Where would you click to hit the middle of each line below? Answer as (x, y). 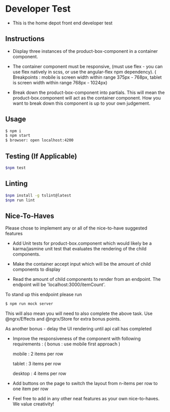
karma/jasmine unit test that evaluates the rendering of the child (79, 249)
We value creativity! (33, 404)
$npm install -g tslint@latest (38, 195)
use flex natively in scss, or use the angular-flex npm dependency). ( (84, 72)
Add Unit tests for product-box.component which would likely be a (82, 243)
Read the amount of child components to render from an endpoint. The (87, 279)
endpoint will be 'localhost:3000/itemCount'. (59, 284)
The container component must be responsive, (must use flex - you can (88, 66)
